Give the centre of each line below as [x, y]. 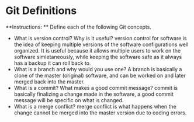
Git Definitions [41, 11]
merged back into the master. [49, 81]
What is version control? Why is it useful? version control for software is [100, 38]
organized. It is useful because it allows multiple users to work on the [97, 50]
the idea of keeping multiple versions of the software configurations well [101, 44]
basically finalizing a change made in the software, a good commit [93, 94]
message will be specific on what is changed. [69, 100]
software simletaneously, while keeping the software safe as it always [98, 57]
